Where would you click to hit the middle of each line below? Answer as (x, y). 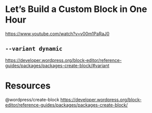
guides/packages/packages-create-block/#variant (57, 65)
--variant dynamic (34, 49)
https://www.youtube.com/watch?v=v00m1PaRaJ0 (57, 33)
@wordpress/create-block (32, 99)
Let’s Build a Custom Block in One (76, 9)
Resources (28, 85)
